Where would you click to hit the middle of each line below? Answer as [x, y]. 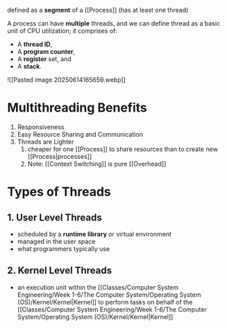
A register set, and [44, 59]
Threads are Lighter [45, 141]
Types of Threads [59, 192]
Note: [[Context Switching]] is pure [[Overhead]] [97, 164]
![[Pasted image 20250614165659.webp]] [67, 80]
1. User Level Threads [54, 217]
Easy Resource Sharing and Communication [80, 134]
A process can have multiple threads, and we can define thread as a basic [114, 23]
